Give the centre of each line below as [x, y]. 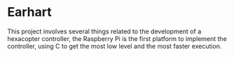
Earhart [29, 12]
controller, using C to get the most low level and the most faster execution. [115, 46]
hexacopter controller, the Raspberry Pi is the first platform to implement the [117, 38]
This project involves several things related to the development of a [104, 31]
